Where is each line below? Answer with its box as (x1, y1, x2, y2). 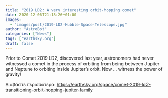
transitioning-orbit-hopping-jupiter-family (5, 87, 93, 93)
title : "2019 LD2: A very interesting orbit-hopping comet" (5, 7, 137, 13)
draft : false (5, 41, 33, 46)
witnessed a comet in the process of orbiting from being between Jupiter (5, 60, 160, 67)
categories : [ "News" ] (5, 31, 52, 36)
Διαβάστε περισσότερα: (5, 81, 56, 87)
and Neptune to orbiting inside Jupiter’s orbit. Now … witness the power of (5, 66, 163, 72)
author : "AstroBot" (5, 27, 47, 32)
